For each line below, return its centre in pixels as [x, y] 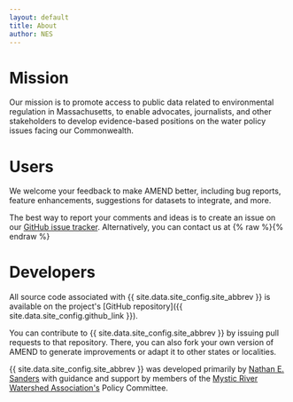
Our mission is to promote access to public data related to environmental [142, 102]
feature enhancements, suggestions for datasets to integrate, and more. [140, 201]
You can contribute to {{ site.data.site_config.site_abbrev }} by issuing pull [144, 333]
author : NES [31, 34]
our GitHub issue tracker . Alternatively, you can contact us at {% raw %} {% [146, 227]
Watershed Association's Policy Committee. [89, 388]
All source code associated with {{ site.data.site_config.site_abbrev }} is [140, 297]
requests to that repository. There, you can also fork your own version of [142, 343]
